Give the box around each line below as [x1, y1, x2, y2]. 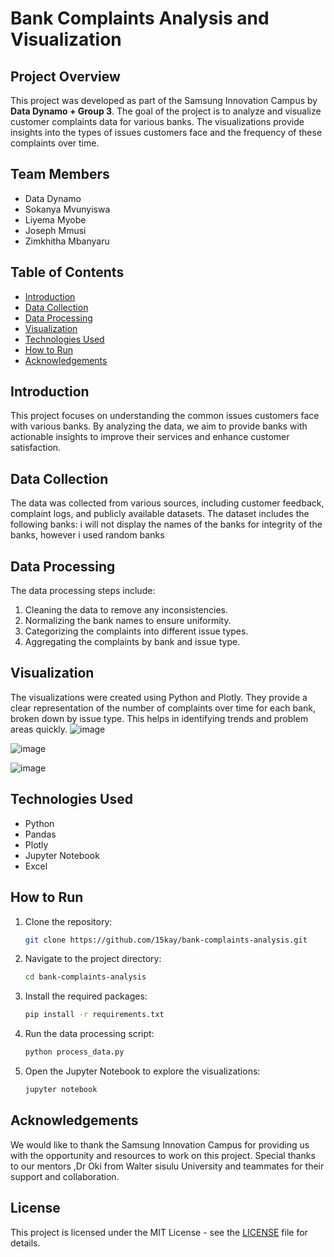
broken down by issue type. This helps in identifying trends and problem [10, 712, 309, 724]
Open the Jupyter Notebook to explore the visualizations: [24, 1065, 261, 1077]
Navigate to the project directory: [24, 953, 162, 965]
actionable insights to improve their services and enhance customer [10, 431, 290, 443]
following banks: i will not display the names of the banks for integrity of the [10, 518, 323, 531]
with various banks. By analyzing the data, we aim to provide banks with [10, 420, 308, 432]
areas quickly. [10, 723, 68, 735]
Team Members [10, 166, 110, 183]
